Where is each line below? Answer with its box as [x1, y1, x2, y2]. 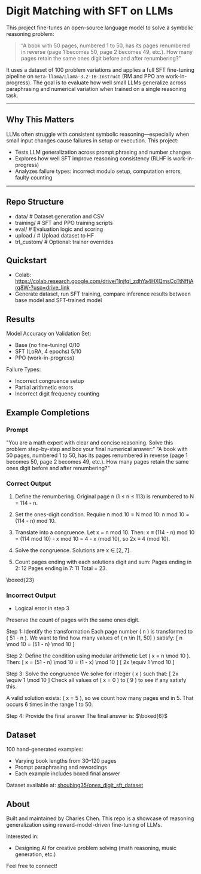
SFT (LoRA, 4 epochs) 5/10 [14, 348, 82, 355]
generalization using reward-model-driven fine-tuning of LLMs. [6, 821, 163, 829]
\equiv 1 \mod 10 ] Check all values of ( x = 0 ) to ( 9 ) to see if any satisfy [6, 677, 187, 684]
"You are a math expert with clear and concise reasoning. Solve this [6, 438, 173, 446]
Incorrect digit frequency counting [14, 390, 100, 397]
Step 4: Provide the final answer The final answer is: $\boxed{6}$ [6, 712, 167, 720]
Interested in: [6, 833, 39, 840]
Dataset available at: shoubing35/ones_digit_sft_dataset [6, 782, 144, 789]
